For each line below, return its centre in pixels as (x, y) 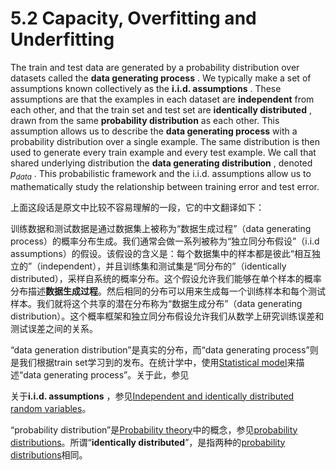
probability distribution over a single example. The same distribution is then (165, 141)
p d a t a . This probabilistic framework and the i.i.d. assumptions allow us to (161, 174)
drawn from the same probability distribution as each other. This (145, 120)
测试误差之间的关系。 (54, 328)
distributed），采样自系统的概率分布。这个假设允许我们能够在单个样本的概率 (166, 278)
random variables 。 (51, 408)
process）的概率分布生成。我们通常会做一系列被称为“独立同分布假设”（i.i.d (165, 241)
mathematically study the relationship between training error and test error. (165, 186)
